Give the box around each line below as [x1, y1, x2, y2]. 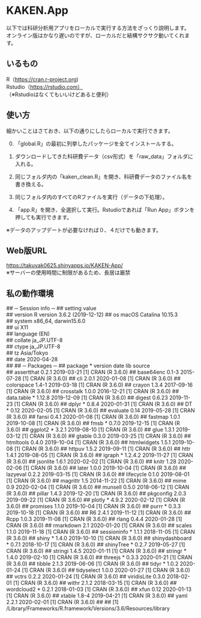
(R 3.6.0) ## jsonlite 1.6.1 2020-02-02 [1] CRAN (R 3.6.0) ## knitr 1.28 [6, 458, 177, 465]
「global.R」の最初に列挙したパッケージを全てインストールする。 [14, 139, 177, 147]
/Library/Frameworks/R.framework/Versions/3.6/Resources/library [6, 605, 170, 612]
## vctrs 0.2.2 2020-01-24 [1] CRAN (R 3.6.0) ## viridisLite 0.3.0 [6, 573, 166, 580]
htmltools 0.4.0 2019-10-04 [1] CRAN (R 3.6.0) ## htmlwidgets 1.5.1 [6, 439, 171, 446]
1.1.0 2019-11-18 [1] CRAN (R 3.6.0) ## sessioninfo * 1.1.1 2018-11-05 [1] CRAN [6, 528, 195, 536]
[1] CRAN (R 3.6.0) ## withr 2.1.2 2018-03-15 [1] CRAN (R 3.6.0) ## [13, 580, 177, 587]
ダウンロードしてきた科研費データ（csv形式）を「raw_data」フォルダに [14, 153, 194, 160]
